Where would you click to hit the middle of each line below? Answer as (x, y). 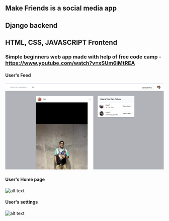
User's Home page (25, 179)
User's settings (22, 202)
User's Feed (18, 75)
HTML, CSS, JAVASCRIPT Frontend (61, 43)
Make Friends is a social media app (61, 8)
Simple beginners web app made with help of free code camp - (83, 57)
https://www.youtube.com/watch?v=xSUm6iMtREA (70, 63)
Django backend (31, 25)
